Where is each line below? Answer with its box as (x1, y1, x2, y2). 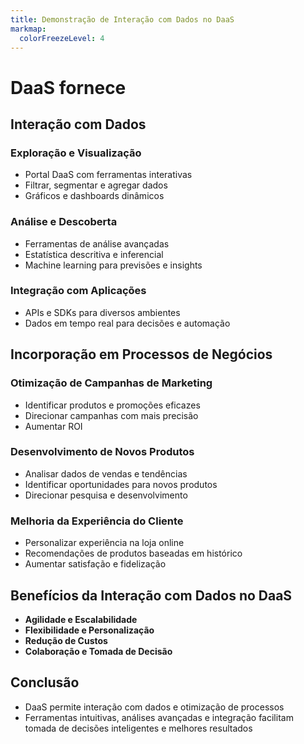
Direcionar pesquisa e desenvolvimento (24, 489, 188, 501)
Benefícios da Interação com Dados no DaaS (10, 587, 293, 604)
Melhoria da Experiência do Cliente (10, 514, 184, 528)
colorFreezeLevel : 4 (19, 33, 105, 43)
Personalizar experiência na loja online (24, 537, 185, 549)
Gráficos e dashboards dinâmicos (24, 190, 165, 202)
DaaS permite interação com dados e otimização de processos (24, 701, 285, 713)
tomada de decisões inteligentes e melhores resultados (24, 722, 253, 734)
